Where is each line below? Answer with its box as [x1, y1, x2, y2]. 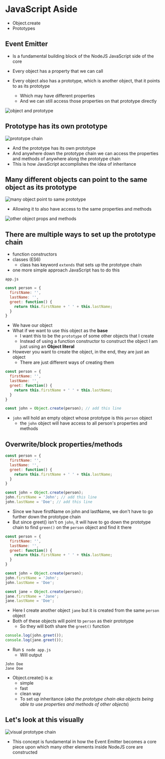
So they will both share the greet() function [19, 623, 110, 629]
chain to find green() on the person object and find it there [12, 524, 132, 530]
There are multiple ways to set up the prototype [5, 230, 156, 239]
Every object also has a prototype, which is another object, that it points [12, 77, 161, 83]
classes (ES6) [12, 256, 41, 262]
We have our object [12, 322, 53, 328]
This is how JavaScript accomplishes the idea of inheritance [12, 161, 136, 167]
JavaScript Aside [5, 3, 78, 15]
